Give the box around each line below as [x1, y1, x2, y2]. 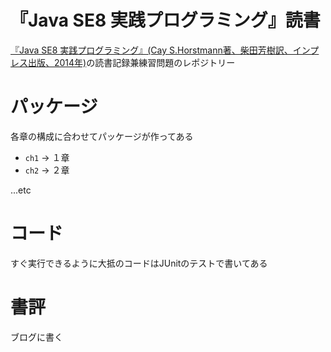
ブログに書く [10, 331, 63, 343]
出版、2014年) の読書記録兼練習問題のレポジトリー [27, 56, 236, 68]
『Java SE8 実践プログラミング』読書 [10, 9, 321, 32]
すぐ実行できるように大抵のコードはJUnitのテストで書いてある [10, 257, 268, 269]
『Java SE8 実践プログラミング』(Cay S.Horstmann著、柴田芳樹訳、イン [10, 44, 311, 56]
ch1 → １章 [24, 151, 70, 163]
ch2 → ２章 [24, 164, 70, 176]
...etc [10, 184, 32, 196]
